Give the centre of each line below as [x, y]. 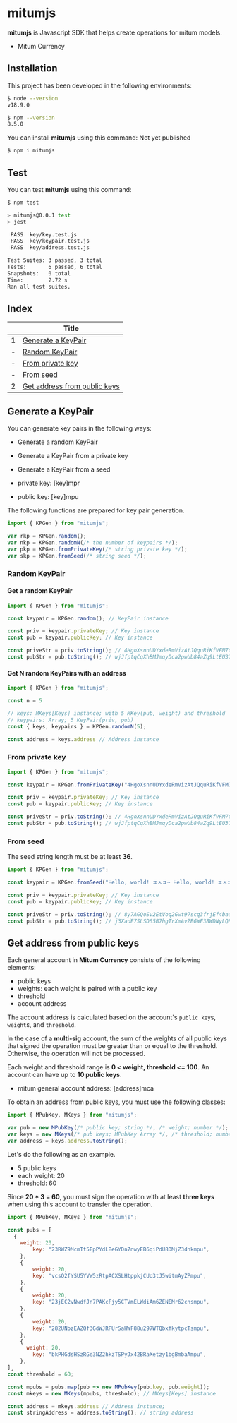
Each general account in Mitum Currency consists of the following [104, 960]
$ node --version [33, 98]
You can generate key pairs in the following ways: [79, 428]
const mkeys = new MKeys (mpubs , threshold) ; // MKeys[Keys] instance [112, 1393]
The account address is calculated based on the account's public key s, [112, 1017]
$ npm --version [31, 118]
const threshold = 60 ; [41, 1374]
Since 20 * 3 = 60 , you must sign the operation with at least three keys [111, 1196]
